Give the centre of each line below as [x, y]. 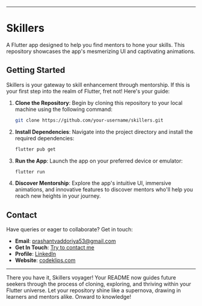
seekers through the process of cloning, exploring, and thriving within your [99, 284]
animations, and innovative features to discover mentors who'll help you [104, 190]
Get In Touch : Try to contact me [54, 248]
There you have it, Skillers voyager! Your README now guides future [91, 278]
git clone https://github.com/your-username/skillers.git [89, 120]
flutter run [30, 172]
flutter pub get [35, 149]
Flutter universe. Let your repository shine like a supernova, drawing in [94, 290]
